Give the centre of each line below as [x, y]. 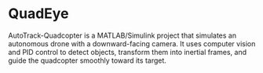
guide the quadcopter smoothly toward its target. [88, 60]
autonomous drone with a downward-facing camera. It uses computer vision [132, 43]
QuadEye [38, 14]
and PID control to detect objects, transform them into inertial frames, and [128, 52]
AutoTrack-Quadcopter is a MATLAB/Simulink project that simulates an [122, 35]
